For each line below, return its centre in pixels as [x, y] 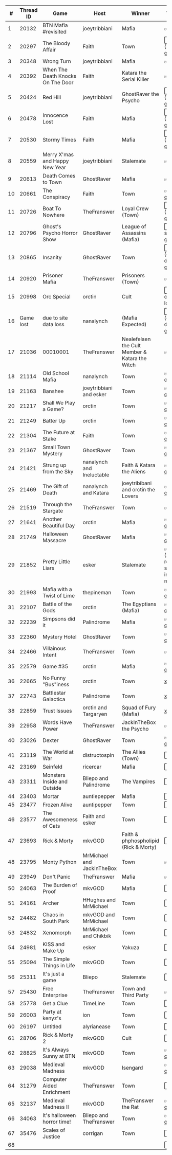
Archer [51, 903]
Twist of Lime [59, 596]
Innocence [55, 115]
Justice [51, 1136]
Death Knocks [60, 76]
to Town [52, 182]
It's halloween [59, 1115]
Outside [52, 788]
